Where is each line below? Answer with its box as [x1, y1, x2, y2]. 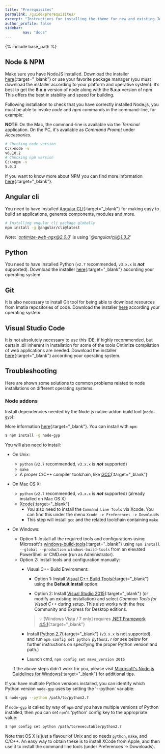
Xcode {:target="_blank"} [19, 501, 70, 507]
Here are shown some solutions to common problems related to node [5, 380, 145, 386]
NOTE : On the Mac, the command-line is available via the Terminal [5, 121, 140, 127]
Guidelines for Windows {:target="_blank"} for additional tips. [12, 671, 135, 677]
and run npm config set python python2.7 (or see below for [27, 636, 148, 642]
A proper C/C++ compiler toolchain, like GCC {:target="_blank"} [19, 471, 148, 478]
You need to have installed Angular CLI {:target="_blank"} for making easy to [5, 205, 160, 212]
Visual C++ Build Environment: [27, 566, 89, 572]
